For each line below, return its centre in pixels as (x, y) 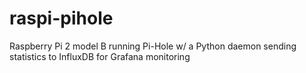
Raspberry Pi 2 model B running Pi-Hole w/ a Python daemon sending (153, 46)
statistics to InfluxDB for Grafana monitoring (100, 56)
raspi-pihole (61, 18)
